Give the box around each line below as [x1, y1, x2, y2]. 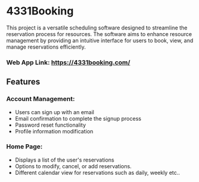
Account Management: [6, 95, 75, 103]
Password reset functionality [14, 121, 86, 129]
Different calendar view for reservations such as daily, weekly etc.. [14, 169, 180, 176]
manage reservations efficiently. [6, 43, 86, 50]
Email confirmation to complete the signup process [14, 115, 141, 122]
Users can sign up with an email [14, 108, 94, 115]
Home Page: [6, 142, 43, 151]
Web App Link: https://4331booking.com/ [6, 58, 130, 67]
